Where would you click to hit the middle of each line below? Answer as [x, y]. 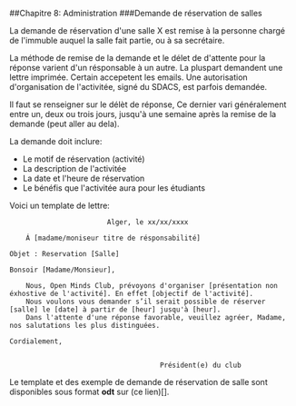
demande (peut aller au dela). [64, 124]
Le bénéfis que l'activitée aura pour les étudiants [114, 188]
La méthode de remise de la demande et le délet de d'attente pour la [138, 58]
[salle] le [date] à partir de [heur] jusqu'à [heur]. [115, 310]
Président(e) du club [201, 365]
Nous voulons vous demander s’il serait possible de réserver [146, 302]
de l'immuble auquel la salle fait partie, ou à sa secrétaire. [117, 40]
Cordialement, [36, 342]
